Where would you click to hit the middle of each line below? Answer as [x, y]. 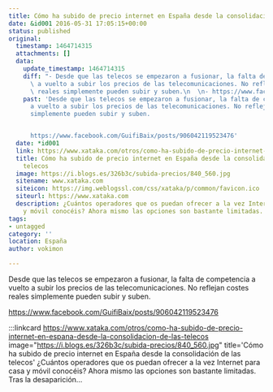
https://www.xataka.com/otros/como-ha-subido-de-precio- [143, 328]
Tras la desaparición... [45, 379]
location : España [38, 241]
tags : [17, 219]
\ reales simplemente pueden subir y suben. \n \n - [119, 91]
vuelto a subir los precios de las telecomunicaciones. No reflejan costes [129, 288]
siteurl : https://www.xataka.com [72, 196]
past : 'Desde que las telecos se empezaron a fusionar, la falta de [141, 99]
